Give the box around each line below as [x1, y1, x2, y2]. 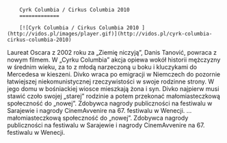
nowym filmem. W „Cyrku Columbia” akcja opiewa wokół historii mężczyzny [7, 55, 221, 64]
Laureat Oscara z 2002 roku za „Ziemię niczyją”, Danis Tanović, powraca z [7, 49, 217, 56]
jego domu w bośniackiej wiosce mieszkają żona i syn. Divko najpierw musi [7, 85, 219, 92]
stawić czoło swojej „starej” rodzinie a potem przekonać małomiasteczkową [7, 92, 221, 100]
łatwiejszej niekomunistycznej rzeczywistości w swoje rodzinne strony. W [7, 77, 215, 86]
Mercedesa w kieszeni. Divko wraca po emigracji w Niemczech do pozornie [7, 70, 221, 78]
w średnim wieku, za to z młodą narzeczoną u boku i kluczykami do [7, 63, 197, 71]
